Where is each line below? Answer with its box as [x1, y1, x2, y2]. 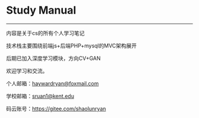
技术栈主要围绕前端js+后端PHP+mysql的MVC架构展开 [6, 42, 137, 49]
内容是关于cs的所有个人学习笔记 [6, 29, 85, 36]
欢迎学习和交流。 [6, 67, 48, 74]
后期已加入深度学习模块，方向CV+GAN [6, 55, 101, 62]
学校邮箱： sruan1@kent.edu [6, 93, 75, 100]
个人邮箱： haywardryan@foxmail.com [6, 79, 99, 87]
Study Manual [6, 4, 76, 17]
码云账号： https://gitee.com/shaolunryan [6, 105, 107, 112]
